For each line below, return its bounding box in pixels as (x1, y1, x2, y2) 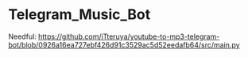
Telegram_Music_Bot (8, 6, 151, 24)
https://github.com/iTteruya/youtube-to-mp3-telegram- (38, 32, 220, 41)
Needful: (8, 32, 37, 41)
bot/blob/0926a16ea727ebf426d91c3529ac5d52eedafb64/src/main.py (8, 40, 240, 49)
